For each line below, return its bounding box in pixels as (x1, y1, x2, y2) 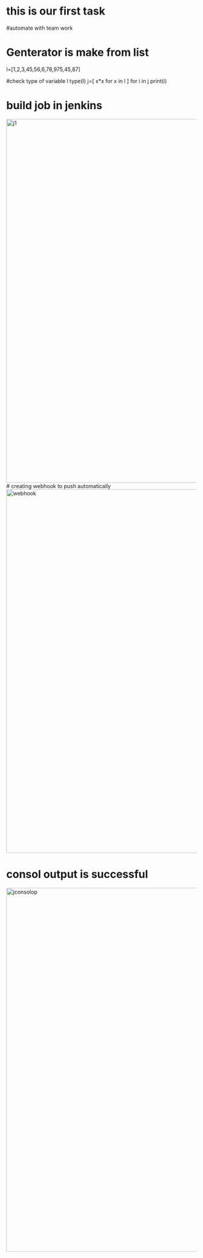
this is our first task (6, 4, 106, 18)
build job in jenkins (6, 99, 103, 113)
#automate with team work (6, 24, 73, 32)
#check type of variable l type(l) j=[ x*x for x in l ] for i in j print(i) (6, 77, 167, 84)
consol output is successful (6, 868, 149, 881)
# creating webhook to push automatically (6, 482, 111, 489)
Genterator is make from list (6, 45, 149, 59)
